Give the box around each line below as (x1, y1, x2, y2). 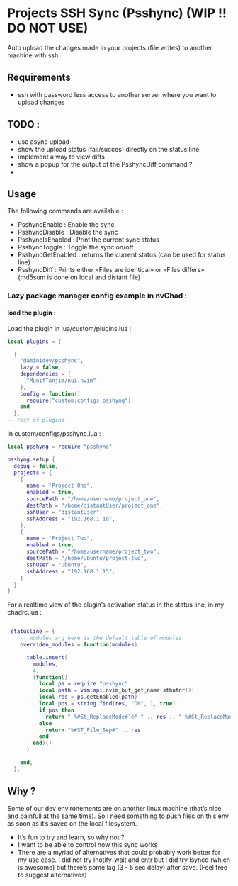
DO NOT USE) (7, 20, 89, 36)
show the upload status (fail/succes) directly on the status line (17, 145, 200, 153)
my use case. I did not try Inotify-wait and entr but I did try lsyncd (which (17, 856, 230, 864)
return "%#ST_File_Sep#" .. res (45, 727, 141, 734)
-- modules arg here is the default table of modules (20, 634, 182, 642)
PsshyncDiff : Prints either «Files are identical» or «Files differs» (17, 266, 205, 274)
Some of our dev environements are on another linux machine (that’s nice (7, 804, 222, 812)
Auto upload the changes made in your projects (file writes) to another (7, 43, 212, 52)
